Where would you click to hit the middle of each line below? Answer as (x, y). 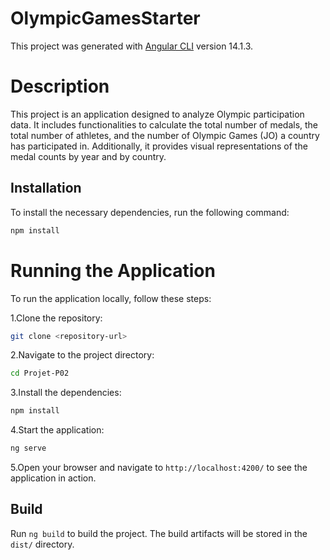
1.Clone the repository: (56, 318)
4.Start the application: (57, 430)
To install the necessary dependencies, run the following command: (150, 212)
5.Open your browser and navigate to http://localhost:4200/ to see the (159, 467)
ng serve (28, 448)
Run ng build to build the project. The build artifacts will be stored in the (159, 533)
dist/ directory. (42, 544)
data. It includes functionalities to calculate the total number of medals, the (164, 124)
